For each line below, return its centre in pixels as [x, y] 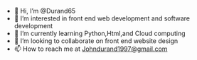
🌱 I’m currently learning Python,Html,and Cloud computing [100, 33]
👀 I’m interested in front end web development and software [102, 18]
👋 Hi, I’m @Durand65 [45, 11]
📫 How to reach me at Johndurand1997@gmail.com [91, 49]
